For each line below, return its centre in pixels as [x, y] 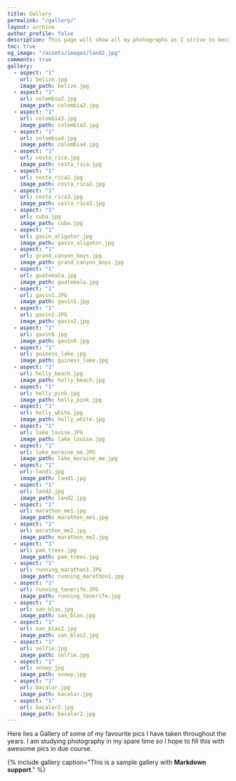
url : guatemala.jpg [48, 275]
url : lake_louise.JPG [51, 432]
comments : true [29, 60]
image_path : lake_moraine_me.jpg [69, 459]
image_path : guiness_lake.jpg [64, 361]
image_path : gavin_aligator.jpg [67, 243]
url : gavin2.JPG [44, 315]
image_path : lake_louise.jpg [63, 439]
